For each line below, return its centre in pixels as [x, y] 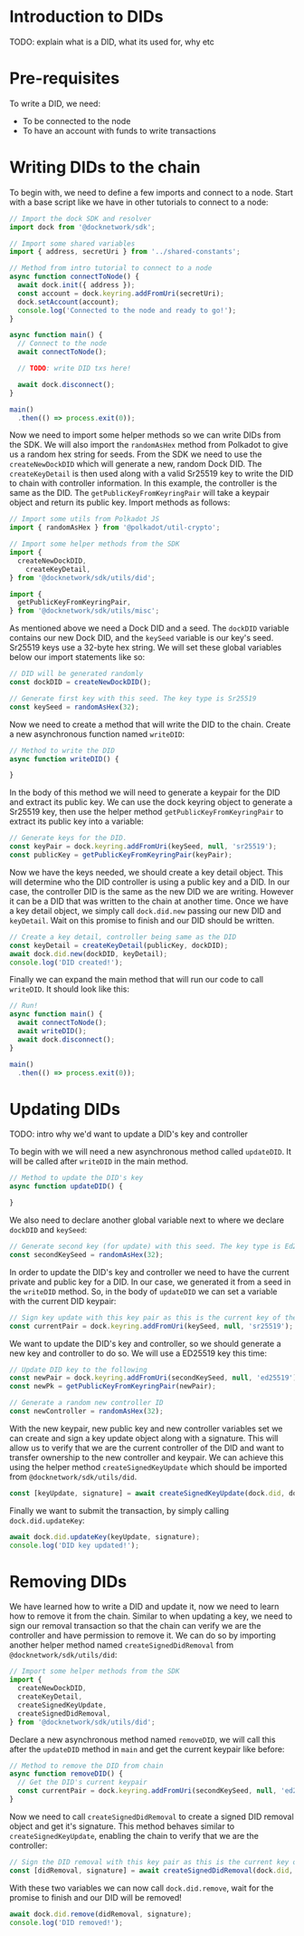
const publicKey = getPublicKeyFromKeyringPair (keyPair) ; [121, 855]
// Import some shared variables [72, 243]
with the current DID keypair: [63, 1301]
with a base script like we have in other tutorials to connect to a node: [139, 202]
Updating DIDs [65, 1109]
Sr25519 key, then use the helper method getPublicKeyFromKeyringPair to [147, 812]
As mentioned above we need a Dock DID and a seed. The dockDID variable [149, 628]
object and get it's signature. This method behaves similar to [122, 1826]
